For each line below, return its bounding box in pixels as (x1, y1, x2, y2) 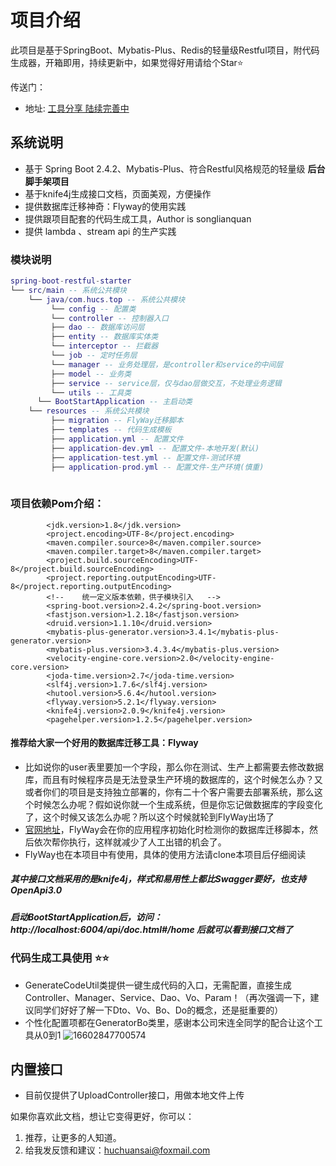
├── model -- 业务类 (50, 369, 132, 379)
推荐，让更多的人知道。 (24, 1132, 122, 1144)
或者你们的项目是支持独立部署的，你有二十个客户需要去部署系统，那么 (24, 786, 315, 798)
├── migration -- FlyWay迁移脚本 (50, 416, 184, 426)
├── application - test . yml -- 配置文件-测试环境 (50, 452, 241, 463)
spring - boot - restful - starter (10, 276, 132, 286)
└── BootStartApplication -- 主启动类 (36, 397, 193, 407)
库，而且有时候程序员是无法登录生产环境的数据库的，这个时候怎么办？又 (24, 773, 323, 785)
